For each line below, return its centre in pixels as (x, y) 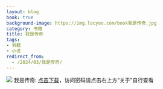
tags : (13, 40)
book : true (20, 17)
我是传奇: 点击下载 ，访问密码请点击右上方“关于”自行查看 (84, 80)
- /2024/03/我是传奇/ (37, 62)
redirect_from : (25, 57)
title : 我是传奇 (25, 34)
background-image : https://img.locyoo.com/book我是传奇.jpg (81, 23)
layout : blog (23, 12)
